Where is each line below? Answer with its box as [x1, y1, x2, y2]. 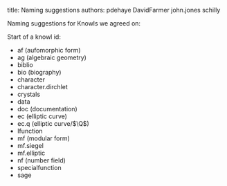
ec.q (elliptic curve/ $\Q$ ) [17, 120, 90, 127]
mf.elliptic [17, 149, 46, 157]
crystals [17, 90, 40, 98]
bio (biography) [17, 68, 62, 76]
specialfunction [17, 164, 62, 171]
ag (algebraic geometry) [17, 53, 87, 62]
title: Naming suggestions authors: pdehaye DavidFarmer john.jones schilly [7, 6, 221, 14]
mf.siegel [17, 142, 44, 149]
